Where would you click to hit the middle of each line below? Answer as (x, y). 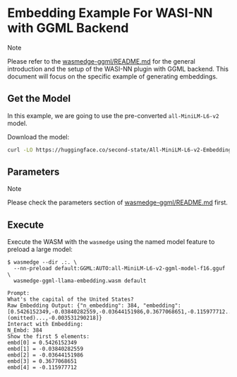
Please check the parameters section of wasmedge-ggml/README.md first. (117, 202)
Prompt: (19, 294)
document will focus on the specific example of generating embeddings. (113, 76)
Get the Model (39, 99)
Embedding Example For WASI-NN (110, 13)
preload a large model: (40, 250)
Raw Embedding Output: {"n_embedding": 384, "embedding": (94, 306)
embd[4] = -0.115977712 (42, 368)
